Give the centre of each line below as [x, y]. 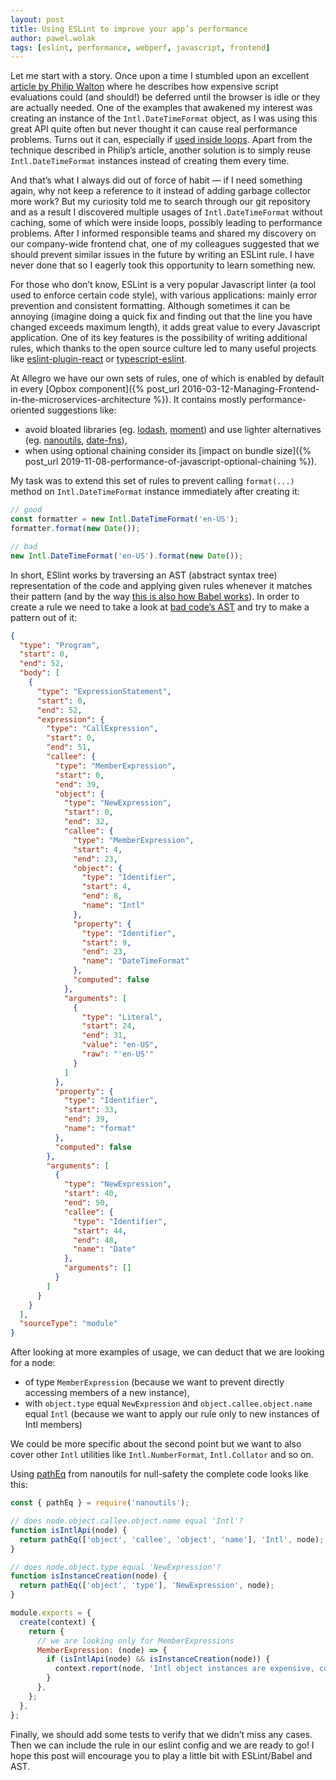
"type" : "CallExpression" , [102, 729]
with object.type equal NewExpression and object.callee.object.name [168, 1403]
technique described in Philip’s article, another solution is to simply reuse [160, 150]
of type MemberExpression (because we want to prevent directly [154, 1382]
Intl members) [53, 1425]
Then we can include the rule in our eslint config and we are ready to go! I [162, 1745]
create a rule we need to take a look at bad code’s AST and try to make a [160, 607]
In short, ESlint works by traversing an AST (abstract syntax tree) [144, 575]
